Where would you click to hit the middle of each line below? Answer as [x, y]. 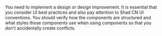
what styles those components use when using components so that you [78, 23]
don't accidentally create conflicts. [40, 28]
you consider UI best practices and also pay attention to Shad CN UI [75, 12]
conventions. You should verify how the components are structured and [78, 18]
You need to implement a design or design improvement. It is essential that [81, 7]
